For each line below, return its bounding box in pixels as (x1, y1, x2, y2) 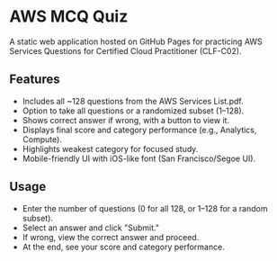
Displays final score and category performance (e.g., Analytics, (22, 124, 257, 135)
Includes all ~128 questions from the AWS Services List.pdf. (22, 95, 245, 106)
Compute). (22, 133, 63, 145)
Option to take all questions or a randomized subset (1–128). (22, 105, 245, 116)
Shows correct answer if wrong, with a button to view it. (22, 114, 230, 125)
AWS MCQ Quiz (9, 6, 129, 27)
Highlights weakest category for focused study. (22, 143, 199, 154)
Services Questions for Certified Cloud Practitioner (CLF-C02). (9, 45, 242, 56)
